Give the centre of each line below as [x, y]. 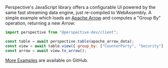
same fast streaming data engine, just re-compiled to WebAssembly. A [78, 12]
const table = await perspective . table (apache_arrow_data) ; [70, 41]
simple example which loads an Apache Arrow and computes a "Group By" [83, 18]
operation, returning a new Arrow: [40, 23]
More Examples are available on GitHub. [47, 60]
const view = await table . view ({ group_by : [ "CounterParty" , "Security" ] [85, 46]
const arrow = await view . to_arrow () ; [46, 50]
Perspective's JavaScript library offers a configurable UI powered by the [80, 7]
